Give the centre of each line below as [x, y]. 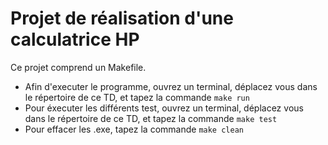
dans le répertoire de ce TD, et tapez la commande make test [151, 118]
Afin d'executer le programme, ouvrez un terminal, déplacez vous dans [171, 86]
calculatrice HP [75, 39]
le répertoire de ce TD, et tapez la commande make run [137, 97]
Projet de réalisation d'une [122, 18]
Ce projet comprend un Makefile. [78, 67]
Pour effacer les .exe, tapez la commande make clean [134, 129]
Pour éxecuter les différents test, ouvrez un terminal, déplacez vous [164, 108]
